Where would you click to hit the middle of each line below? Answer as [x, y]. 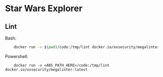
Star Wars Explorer [44, 9]
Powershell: [17, 56]
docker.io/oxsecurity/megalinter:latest [47, 69]
